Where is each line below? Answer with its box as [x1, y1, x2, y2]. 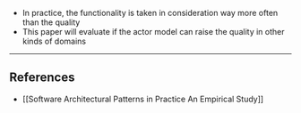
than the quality [21, 17, 81, 28]
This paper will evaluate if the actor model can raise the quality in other [21, 27, 285, 36]
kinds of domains [21, 36, 87, 46]
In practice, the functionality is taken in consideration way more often [21, 8, 279, 18]
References [9, 70, 75, 85]
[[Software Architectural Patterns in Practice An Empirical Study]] [21, 93, 264, 104]
